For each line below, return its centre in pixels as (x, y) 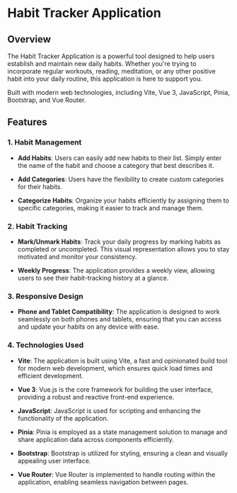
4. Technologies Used (45, 345)
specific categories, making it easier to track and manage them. (110, 208)
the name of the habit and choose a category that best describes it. (116, 165)
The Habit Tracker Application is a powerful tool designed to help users (111, 56)
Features (27, 122)
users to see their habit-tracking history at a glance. (93, 278)
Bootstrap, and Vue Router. (47, 100)
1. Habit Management (45, 142)
